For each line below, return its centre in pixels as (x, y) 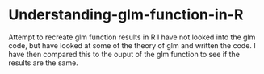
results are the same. (43, 63)
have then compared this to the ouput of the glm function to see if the (124, 54)
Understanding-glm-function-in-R (126, 15)
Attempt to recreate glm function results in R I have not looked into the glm (132, 37)
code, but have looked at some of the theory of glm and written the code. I (132, 45)
